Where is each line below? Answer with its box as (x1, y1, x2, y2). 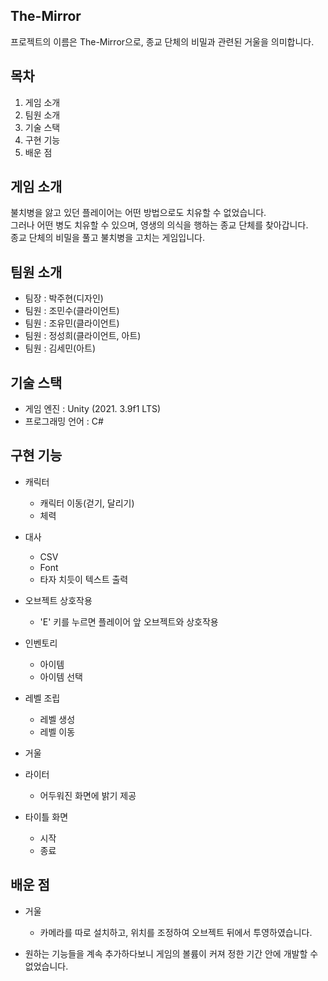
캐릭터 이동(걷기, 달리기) (39, 497, 135, 509)
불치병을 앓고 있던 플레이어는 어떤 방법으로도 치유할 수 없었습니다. (10, 207, 267, 219)
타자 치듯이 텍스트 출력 (39, 573, 129, 585)
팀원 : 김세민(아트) (24, 342, 97, 354)
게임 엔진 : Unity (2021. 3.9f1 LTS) (24, 403, 162, 415)
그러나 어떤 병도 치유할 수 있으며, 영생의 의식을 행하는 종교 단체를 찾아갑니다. (10, 219, 309, 231)
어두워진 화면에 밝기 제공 (39, 789, 137, 801)
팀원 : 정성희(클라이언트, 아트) (24, 330, 142, 342)
